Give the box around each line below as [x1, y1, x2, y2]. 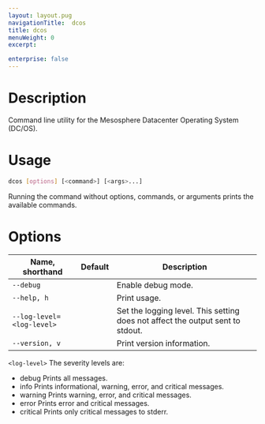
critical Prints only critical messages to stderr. [19, 407, 169, 416]
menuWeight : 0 [8, 33, 55, 42]
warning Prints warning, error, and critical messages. [19, 390, 192, 400]
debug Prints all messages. [19, 373, 108, 383]
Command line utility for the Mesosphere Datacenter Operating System [8, 115, 239, 125]
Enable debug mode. [117, 280, 193, 291]
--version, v [12, 339, 62, 347]
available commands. [8, 200, 77, 209]
